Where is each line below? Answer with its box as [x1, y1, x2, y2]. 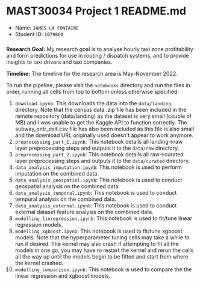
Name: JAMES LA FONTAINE [14, 24, 80, 31]
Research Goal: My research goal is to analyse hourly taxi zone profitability [6, 46, 194, 53]
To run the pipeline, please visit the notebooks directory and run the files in [6, 82, 191, 89]
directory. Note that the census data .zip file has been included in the [14, 106, 187, 114]
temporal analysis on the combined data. [14, 195, 116, 203]
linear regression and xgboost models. [14, 272, 111, 280]
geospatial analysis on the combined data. [14, 183, 120, 190]
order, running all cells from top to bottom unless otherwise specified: [6, 88, 179, 96]
